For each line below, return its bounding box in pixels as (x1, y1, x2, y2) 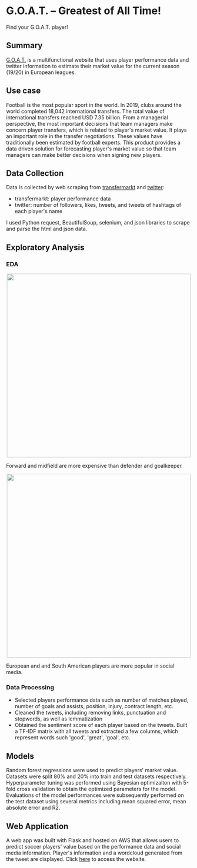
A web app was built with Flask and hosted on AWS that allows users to (6, 836, 179, 844)
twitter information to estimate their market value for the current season (6, 62, 180, 69)
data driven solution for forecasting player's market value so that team (6, 145, 176, 152)
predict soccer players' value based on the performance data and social (6, 843, 181, 850)
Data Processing (6, 683, 55, 691)
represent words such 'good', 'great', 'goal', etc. (14, 734, 131, 741)
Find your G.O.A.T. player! (6, 24, 69, 31)
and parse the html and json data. (6, 225, 88, 233)
